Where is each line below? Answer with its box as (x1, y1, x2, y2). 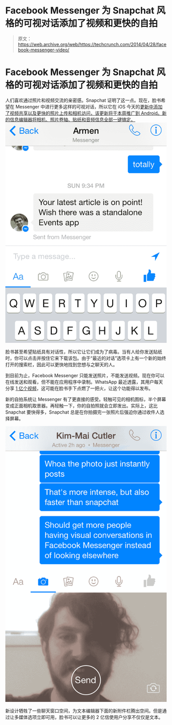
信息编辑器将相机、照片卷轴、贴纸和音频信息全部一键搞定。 (9, 116, 136, 122)
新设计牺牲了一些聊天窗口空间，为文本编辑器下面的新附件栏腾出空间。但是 (5, 708, 162, 714)
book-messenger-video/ (17, 47, 70, 53)
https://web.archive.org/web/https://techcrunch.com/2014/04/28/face (17, 41, 167, 47)
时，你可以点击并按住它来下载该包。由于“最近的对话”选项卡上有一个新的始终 (5, 355, 166, 361)
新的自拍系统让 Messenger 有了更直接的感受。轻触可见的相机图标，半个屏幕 (5, 396, 166, 402)
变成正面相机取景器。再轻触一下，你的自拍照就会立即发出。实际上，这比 (5, 402, 158, 408)
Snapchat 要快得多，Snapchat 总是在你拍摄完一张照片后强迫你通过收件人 (5, 409, 160, 415)
